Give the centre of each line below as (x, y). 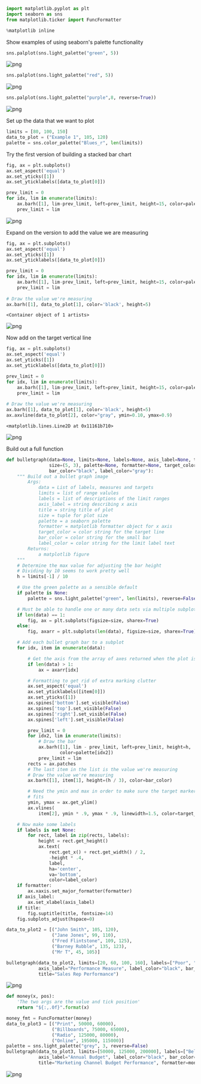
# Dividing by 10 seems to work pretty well (73, 571)
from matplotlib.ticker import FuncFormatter (64, 20)
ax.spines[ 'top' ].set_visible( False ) (74, 708)
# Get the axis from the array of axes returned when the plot (108, 658)
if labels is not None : (47, 830)
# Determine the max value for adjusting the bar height (89, 566)
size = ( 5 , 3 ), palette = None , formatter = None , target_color (123, 465)
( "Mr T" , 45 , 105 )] (76, 952)
